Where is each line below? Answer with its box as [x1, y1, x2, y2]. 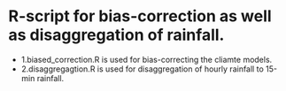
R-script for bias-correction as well [8, 6, 272, 27]
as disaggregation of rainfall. [8, 25, 225, 45]
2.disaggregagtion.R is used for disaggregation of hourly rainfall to [20, 64, 265, 74]
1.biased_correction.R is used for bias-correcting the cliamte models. [20, 54, 273, 64]
